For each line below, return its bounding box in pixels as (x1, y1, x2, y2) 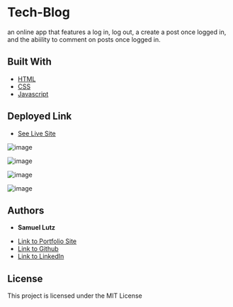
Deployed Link (7, 111, 72, 123)
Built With (7, 56, 52, 68)
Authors (7, 204, 45, 216)
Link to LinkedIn (17, 252, 64, 261)
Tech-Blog (7, 4, 71, 21)
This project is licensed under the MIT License (7, 291, 143, 300)
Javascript (17, 89, 49, 98)
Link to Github (17, 245, 59, 253)
